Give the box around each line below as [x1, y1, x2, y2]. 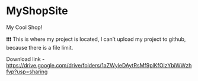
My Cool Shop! [6, 24, 43, 31]
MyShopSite [6, 4, 68, 18]
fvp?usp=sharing [6, 68, 48, 75]
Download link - [6, 55, 45, 63]
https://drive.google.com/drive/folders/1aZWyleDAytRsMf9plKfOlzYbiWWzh [6, 61, 192, 69]
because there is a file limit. [6, 44, 74, 51]
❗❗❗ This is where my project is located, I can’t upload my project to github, [6, 35, 186, 43]
